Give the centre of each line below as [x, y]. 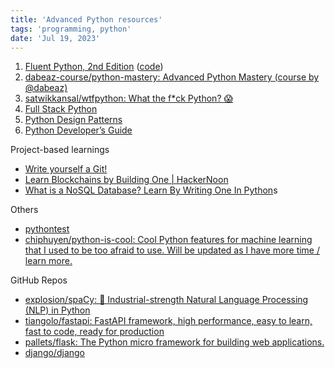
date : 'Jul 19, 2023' [55, 38]
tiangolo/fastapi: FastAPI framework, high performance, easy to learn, [168, 321]
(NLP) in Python [57, 310]
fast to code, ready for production [94, 332]
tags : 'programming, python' [71, 29]
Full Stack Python [61, 109]
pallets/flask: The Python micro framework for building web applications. [174, 342]
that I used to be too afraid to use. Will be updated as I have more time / [172, 250]
